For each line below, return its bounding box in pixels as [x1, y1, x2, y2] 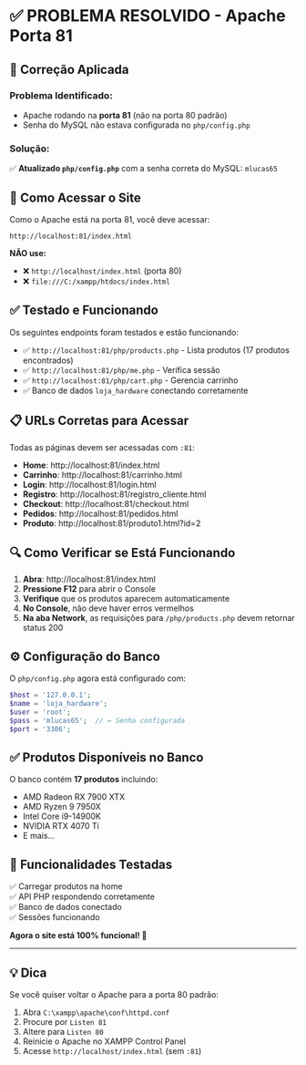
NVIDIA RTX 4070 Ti [22, 821, 100, 832]
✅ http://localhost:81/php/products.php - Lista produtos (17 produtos [22, 344, 290, 356]
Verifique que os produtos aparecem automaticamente [22, 594, 230, 605]
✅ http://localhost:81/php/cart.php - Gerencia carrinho [22, 375, 239, 386]
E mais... [22, 831, 56, 842]
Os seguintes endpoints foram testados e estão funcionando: [9, 326, 240, 337]
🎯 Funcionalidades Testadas [9, 856, 173, 872]
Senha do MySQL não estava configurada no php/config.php [22, 119, 250, 130]
